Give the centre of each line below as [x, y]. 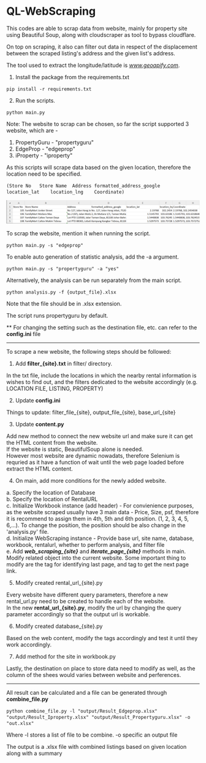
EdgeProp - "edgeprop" [45, 149]
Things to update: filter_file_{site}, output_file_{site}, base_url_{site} [91, 412]
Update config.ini [38, 400]
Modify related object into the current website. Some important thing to [96, 558]
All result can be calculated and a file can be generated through [87, 692]
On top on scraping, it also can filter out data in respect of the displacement [102, 47]
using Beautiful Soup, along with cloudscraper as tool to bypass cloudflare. [101, 34]
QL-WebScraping [51, 11]
